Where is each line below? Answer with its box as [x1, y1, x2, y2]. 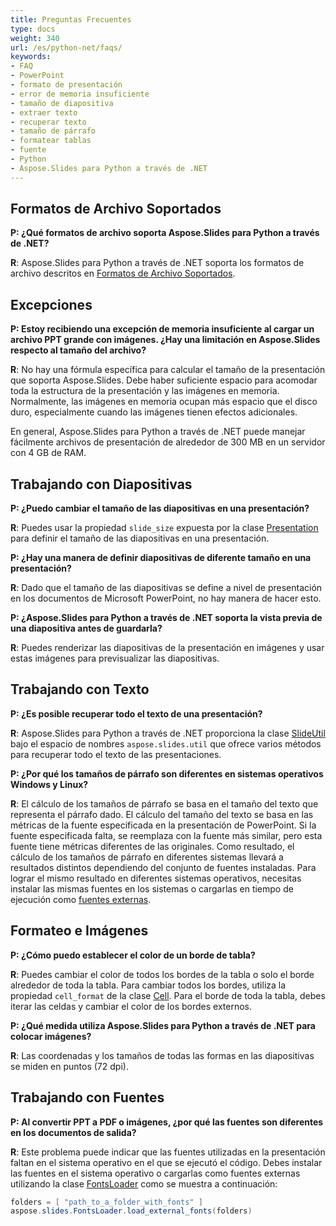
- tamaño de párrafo [10, 126, 97, 136]
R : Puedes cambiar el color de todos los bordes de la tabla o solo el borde [10, 968, 315, 980]
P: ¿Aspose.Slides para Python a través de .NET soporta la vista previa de [10, 612, 323, 624]
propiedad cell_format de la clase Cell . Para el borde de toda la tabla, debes [10, 989, 326, 1001]
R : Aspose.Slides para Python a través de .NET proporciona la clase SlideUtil [10, 727, 326, 739]
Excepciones [10, 296, 93, 313]
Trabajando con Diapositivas [10, 476, 193, 493]
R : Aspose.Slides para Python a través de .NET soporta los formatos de [10, 257, 305, 269]
